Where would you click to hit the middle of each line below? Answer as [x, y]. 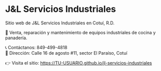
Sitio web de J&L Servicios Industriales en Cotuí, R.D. [60, 23]
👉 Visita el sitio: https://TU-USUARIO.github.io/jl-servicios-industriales [79, 63]
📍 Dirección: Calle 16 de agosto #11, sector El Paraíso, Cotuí [66, 53]
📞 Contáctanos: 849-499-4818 [36, 47]
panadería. [16, 38]
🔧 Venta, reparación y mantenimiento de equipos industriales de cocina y [80, 32]
